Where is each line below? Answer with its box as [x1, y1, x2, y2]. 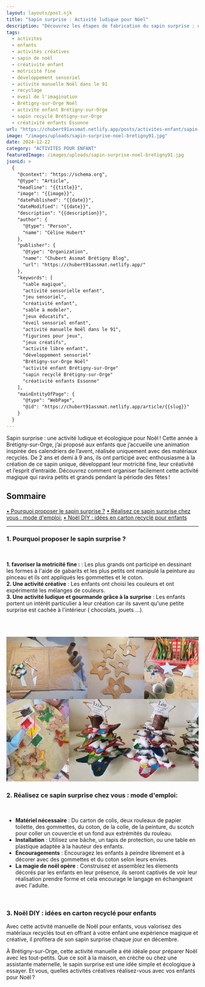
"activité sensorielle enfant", [22, 288, 105, 294]
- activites [12, 36, 43, 42]
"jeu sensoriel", [22, 294, 67, 300]
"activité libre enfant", [22, 346, 88, 352]
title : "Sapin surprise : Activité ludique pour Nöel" [6, 16, 149, 23]
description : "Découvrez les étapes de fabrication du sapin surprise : [6, 23, 195, 29]
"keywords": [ [17, 274, 53, 281]
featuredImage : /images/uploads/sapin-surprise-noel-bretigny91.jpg [6, 152, 184, 159]
